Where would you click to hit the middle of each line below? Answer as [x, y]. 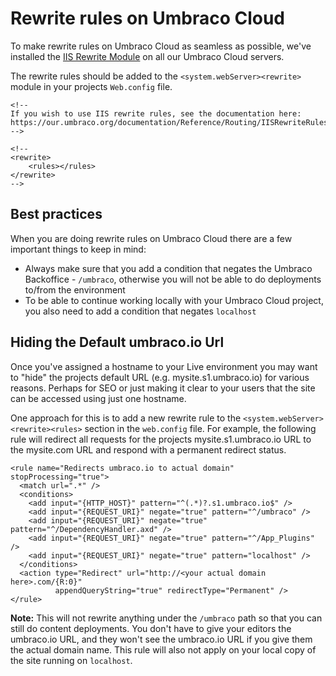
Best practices [56, 214]
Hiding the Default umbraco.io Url [117, 342]
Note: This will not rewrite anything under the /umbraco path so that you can [166, 618]
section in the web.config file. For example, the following [200, 428]
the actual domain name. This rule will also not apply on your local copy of [163, 649]
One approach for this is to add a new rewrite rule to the [126, 418]
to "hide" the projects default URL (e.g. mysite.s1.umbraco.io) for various [160, 377]
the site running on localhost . [71, 660]
